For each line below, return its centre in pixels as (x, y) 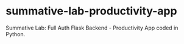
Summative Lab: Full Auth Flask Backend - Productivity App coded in (92, 28)
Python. (16, 34)
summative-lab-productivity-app (91, 11)
